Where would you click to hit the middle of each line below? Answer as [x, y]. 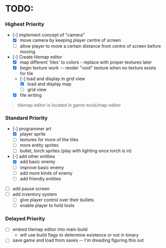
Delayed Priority [25, 218]
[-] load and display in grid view [53, 79]
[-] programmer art [32, 129]
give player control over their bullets [57, 200]
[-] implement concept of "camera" [49, 35]
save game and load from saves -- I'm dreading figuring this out [78, 240]
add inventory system [35, 194]
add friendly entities [40, 178]
